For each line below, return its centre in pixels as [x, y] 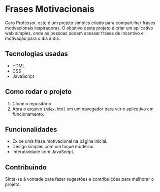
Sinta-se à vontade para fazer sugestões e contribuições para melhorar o [80, 179]
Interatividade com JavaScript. [43, 152]
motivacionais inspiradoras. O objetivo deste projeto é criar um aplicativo [79, 28]
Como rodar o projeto [38, 92]
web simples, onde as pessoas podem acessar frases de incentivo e [74, 33]
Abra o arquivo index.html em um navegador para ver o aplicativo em [83, 109]
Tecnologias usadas [36, 54]
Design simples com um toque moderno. [53, 147]
